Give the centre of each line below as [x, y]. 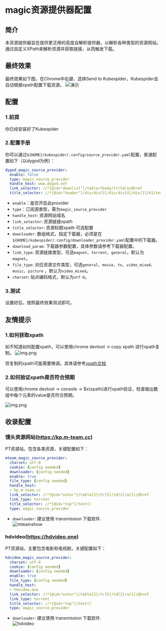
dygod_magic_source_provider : [36, 170]
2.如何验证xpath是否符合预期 [40, 377]
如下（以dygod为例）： [32, 160]
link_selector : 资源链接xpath [42, 222]
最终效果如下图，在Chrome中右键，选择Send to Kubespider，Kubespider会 [82, 78]
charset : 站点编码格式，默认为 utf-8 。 [51, 277]
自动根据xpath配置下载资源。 [35, 85]
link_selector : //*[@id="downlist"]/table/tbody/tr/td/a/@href [76, 188]
